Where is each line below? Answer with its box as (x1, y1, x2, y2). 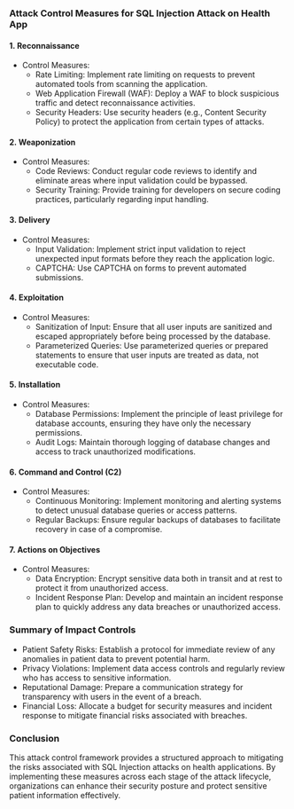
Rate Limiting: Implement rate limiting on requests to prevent (35, 69, 255, 80)
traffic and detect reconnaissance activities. (35, 98, 196, 108)
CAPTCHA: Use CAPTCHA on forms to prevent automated (35, 263, 247, 273)
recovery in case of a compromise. (35, 524, 163, 535)
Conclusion (9, 732, 60, 744)
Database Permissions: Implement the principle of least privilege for (35, 408, 283, 419)
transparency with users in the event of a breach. (21, 691, 202, 702)
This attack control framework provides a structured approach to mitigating (9, 752, 284, 763)
